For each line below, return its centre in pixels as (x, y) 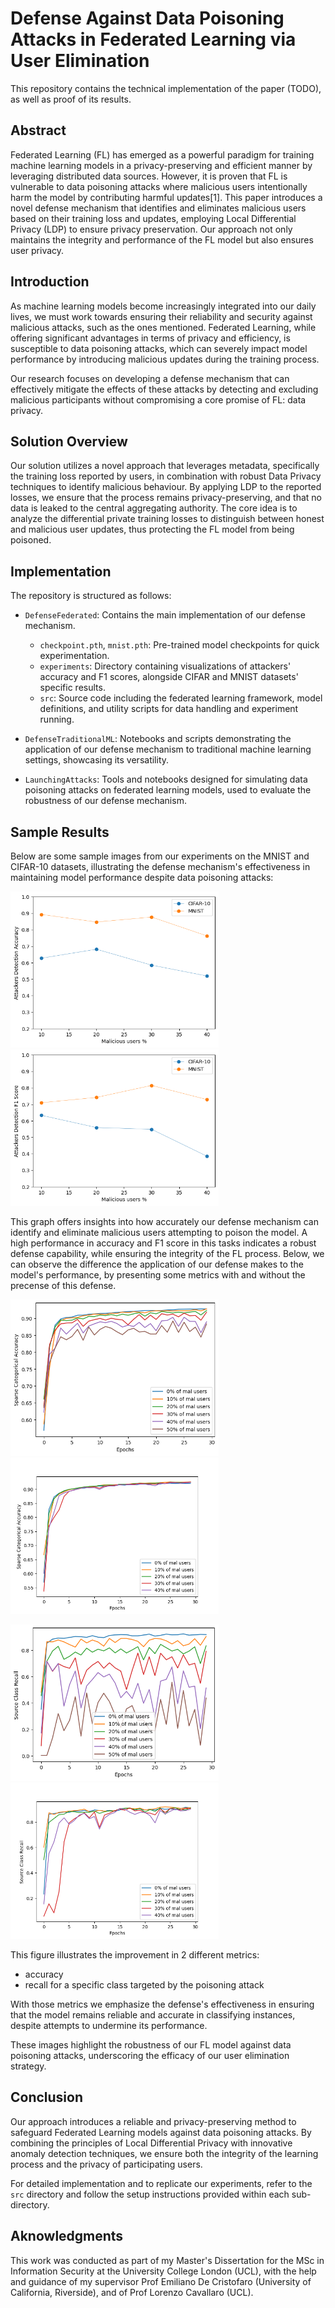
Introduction (50, 282)
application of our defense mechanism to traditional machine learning (168, 749)
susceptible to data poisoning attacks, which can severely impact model (159, 348)
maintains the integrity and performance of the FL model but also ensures (162, 239)
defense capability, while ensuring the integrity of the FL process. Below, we (167, 1253)
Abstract (38, 130)
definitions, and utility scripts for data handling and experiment (169, 709)
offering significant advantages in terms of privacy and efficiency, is (150, 338)
